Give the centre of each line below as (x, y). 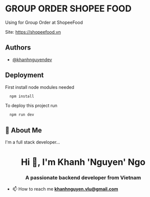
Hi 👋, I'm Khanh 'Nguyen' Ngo (83, 162)
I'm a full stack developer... (33, 142)
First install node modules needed (40, 87)
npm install (22, 96)
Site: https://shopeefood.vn (33, 32)
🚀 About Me (24, 130)
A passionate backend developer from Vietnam (83, 178)
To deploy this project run (31, 106)
